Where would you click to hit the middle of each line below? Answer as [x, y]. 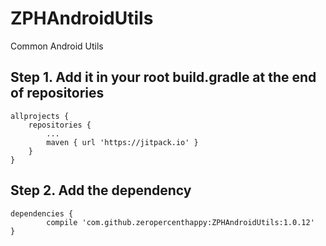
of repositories [57, 93]
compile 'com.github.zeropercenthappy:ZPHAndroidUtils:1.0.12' [180, 222]
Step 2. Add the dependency [101, 190]
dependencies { [42, 213]
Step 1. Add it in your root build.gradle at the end [163, 77]
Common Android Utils [57, 46]
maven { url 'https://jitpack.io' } [122, 142]
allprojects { [40, 116]
